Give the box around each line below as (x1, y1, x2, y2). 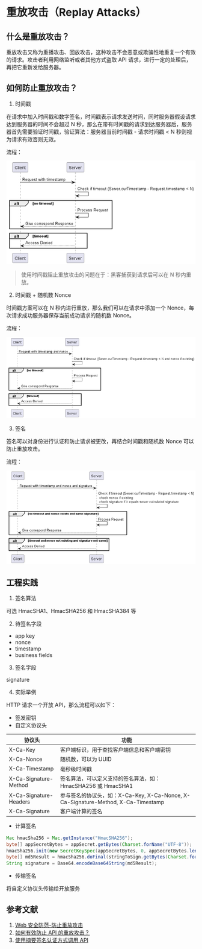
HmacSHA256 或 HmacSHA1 (60, 782, 133, 789)
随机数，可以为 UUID (60, 755, 112, 763)
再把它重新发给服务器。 (6, 64, 64, 71)
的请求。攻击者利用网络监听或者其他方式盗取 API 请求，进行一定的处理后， (6, 56, 192, 63)
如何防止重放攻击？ (6, 83, 78, 94)
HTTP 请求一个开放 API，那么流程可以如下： (6, 701, 116, 709)
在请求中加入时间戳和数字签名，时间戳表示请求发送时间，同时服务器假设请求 (6, 113, 196, 120)
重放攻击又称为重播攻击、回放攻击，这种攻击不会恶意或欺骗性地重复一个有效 (6, 49, 196, 56)
